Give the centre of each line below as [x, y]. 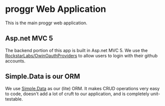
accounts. [15, 61]
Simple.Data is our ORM [43, 77]
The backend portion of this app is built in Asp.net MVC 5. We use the [77, 50]
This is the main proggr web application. [46, 23]
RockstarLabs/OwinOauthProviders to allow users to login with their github [82, 55]
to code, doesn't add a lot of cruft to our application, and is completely [77, 94]
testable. [14, 99]
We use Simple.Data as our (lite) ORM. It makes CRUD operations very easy [82, 88]
